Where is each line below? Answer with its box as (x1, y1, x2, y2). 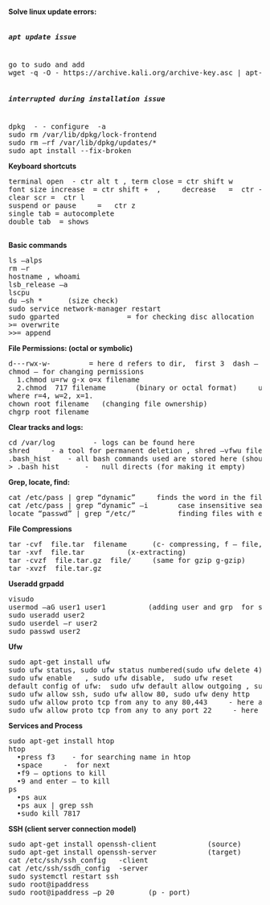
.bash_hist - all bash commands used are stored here (8, 454, 238, 463)
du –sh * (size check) (8, 295, 119, 305)
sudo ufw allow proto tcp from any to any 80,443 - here (8, 697, 255, 707)
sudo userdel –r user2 (8, 618, 98, 627)
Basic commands (8, 240, 67, 250)
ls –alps (8, 255, 43, 265)
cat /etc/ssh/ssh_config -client (8, 855, 149, 865)
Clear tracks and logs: (8, 422, 84, 432)
